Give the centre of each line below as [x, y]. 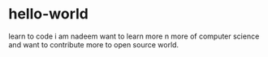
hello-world [49, 14]
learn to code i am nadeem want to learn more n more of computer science [134, 36]
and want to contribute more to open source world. [94, 44]
